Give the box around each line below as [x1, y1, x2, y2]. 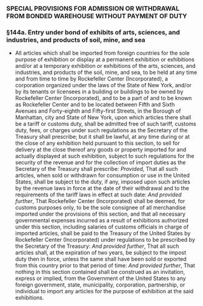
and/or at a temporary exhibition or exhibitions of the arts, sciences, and [15, 62, 196, 70]
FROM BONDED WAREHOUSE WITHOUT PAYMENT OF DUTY [6, 12, 187, 20]
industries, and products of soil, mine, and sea [6, 35, 145, 44]
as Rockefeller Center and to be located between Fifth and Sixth [15, 101, 175, 108]
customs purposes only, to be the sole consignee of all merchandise [15, 204, 186, 211]
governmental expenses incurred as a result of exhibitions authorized [15, 217, 189, 224]
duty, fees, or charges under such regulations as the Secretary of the [15, 127, 188, 134]
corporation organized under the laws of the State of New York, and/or [15, 82, 192, 89]
